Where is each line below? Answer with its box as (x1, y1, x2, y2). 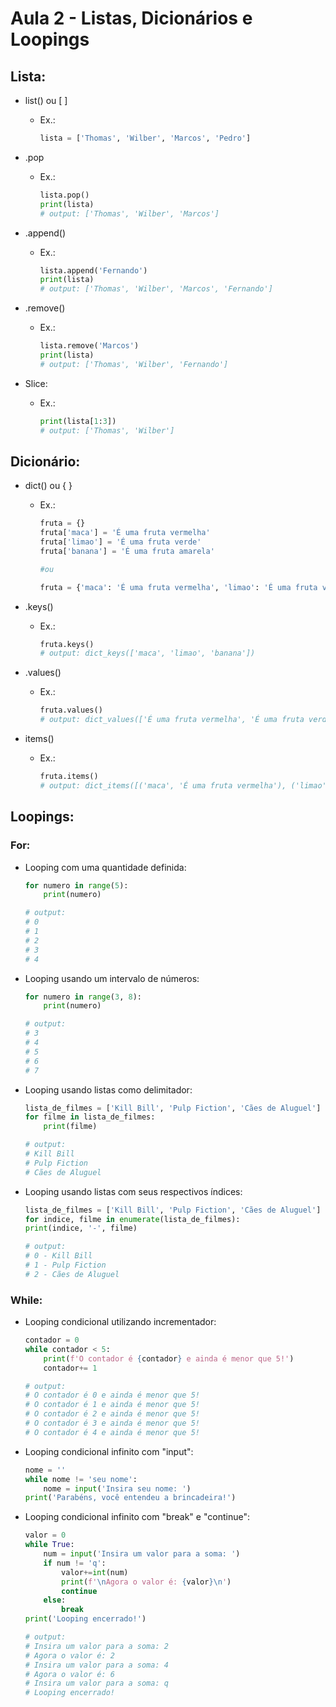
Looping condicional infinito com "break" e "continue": (24, 1511, 250, 1523)
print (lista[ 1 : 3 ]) (39, 416, 117, 426)
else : (43, 1595, 67, 1606)
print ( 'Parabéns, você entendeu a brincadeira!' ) (24, 1493, 237, 1503)
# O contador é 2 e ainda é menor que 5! (24, 1409, 200, 1419)
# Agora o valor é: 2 (24, 1650, 115, 1661)
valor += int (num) (61, 1567, 129, 1577)
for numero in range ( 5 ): (24, 880, 129, 891)
